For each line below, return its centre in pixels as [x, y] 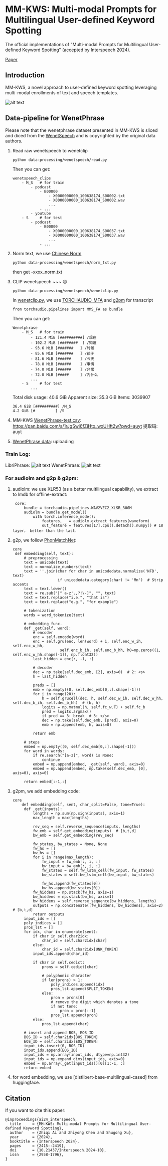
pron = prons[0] [68, 998]
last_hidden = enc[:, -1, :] [63, 659]
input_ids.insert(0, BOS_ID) [54, 1046]
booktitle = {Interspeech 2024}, [45, 1141]
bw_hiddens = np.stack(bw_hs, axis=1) [73, 897]
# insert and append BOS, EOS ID [59, 1033]
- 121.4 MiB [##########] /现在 [64, 337]
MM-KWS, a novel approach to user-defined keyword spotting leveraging [81, 87]
